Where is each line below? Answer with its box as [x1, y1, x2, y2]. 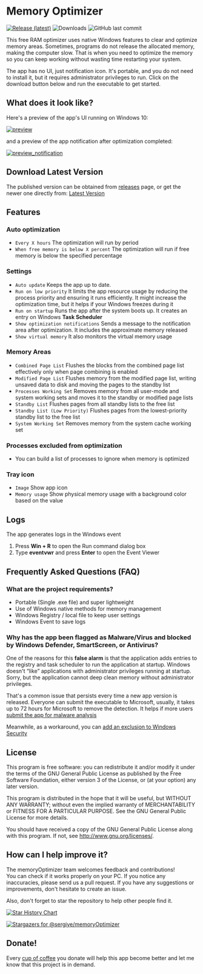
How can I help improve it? [6, 849, 108, 860]
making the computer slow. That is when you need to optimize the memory [6, 49, 193, 56]
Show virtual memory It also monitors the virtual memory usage [15, 332, 173, 340]
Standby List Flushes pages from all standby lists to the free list [15, 400, 175, 408]
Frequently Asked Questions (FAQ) [6, 566, 141, 577]
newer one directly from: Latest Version [6, 190, 105, 197]
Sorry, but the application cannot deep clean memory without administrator [6, 674, 195, 681]
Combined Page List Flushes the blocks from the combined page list [15, 362, 185, 369]
